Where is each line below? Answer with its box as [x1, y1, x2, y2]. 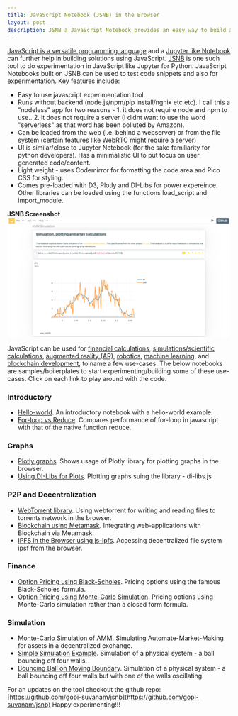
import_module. [17, 196, 64, 205]
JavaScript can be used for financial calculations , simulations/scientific [7, 344, 215, 353]
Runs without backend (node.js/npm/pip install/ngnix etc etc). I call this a [17, 98, 230, 106]
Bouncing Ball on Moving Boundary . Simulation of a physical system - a [17, 664, 226, 673]
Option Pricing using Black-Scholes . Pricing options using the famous [17, 577, 221, 585]
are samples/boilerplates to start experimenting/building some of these [7, 366, 215, 375]
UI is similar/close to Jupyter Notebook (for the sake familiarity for [17, 143, 210, 152]
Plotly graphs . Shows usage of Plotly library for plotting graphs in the [17, 457, 220, 466]
